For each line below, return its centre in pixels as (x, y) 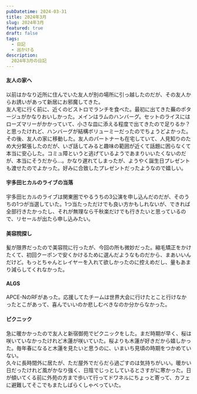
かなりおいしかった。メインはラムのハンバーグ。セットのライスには (108, 116)
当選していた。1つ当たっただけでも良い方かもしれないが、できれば (109, 204)
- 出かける (23, 50)
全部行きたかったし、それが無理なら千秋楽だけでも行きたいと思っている (94, 211)
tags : (13, 39)
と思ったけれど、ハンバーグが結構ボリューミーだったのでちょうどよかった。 (99, 131)
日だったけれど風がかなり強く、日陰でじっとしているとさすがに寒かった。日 (99, 370)
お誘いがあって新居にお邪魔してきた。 (57, 102)
